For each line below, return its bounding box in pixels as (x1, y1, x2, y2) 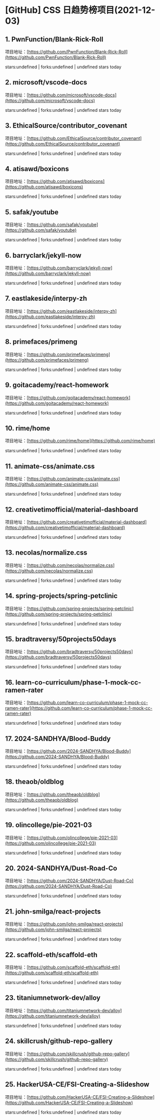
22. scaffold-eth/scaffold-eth (5, 950, 97, 959)
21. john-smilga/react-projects (5, 907, 101, 916)
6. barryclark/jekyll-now (5, 251, 82, 260)
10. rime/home (5, 424, 50, 432)
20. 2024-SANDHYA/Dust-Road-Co (5, 864, 117, 873)
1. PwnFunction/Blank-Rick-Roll (5, 35, 103, 44)
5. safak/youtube (5, 208, 59, 216)
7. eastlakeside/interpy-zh (5, 294, 87, 303)
